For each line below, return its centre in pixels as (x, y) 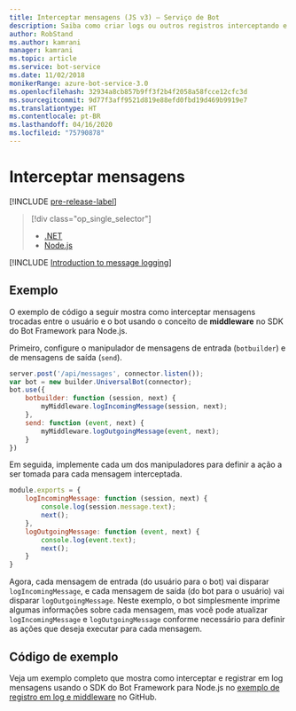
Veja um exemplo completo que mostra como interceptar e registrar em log (146, 678)
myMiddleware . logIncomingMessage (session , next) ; (134, 407)
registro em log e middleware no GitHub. (83, 697)
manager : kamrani (41, 51)
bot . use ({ (27, 390)
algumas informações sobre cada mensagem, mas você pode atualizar (139, 610)
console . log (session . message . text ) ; (109, 507)
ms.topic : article (43, 59)
